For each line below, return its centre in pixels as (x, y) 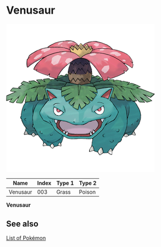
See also (22, 224)
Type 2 (88, 183)
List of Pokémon (26, 238)
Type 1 (65, 183)
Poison (88, 192)
